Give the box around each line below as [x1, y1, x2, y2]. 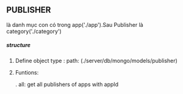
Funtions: [15, 68, 39, 76]
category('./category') [6, 27, 62, 35]
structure [6, 42, 31, 49]
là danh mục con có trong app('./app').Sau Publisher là [6, 21, 143, 28]
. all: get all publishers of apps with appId [15, 81, 119, 88]
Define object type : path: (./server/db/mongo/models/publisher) [15, 57, 178, 64]
